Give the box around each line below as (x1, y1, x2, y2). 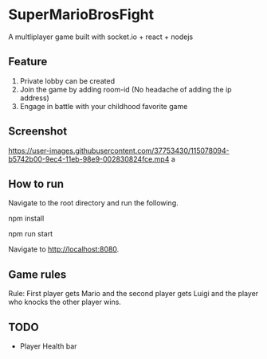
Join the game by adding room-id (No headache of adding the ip (19, 84, 233, 94)
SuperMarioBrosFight (8, 6, 155, 24)
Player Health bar (19, 341, 77, 351)
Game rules (8, 267, 67, 281)
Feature (8, 55, 48, 68)
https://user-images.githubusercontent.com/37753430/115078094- (8, 146, 230, 155)
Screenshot (8, 125, 68, 139)
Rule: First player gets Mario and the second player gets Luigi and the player (8, 289, 259, 299)
